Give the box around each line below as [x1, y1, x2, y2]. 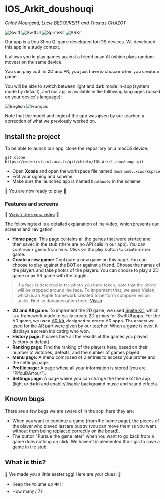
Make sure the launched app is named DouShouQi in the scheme [12, 178, 141, 184]
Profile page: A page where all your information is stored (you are [12, 365, 146, 371]
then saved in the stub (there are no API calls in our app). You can [12, 241, 146, 247]
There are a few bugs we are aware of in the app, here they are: [5, 408, 134, 414]
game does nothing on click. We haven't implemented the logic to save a [12, 438, 160, 444]
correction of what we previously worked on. [5, 118, 96, 124]
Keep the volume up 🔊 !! [12, 481, 63, 487]
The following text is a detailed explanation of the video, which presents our [5, 221, 159, 227]
